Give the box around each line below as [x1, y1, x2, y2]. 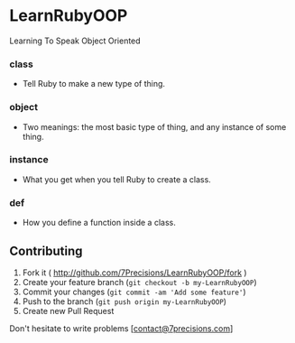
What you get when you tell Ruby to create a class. [22, 173, 212, 185]
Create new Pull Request [22, 305, 115, 316]
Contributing [9, 243, 83, 258]
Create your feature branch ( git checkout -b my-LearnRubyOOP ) [22, 276, 257, 287]
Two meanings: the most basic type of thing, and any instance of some [22, 121, 287, 132]
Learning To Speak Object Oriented [9, 35, 142, 46]
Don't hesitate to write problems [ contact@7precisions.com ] [9, 322, 234, 334]
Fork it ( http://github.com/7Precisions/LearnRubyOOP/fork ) [22, 267, 247, 278]
